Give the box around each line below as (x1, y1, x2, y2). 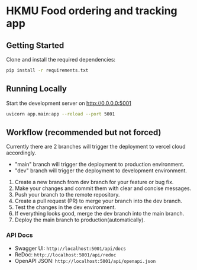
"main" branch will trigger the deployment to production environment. (14, 161, 185, 168)
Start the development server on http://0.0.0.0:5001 (6, 99, 131, 107)
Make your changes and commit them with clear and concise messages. (14, 185, 192, 192)
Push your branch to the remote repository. (14, 191, 120, 198)
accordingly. (6, 149, 37, 156)
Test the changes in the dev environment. (14, 204, 117, 211)
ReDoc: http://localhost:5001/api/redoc (14, 250, 117, 258)
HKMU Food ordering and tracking (6, 4, 177, 18)
